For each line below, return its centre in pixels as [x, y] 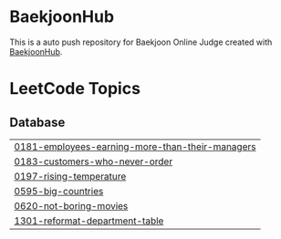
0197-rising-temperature [70, 176]
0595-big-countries [59, 191]
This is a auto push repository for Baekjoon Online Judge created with [141, 42]
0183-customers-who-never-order [94, 161]
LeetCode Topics [75, 89]
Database [37, 122]
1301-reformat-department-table [89, 221]
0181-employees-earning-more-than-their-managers [135, 146]
